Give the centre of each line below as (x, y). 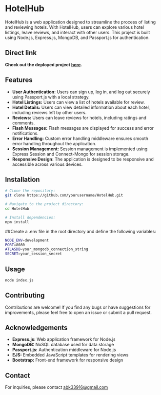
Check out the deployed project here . (44, 64)
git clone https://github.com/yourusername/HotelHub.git (64, 196)
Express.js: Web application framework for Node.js (64, 339)
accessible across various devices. (47, 164)
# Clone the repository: (30, 191)
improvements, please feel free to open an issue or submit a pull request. (79, 312)
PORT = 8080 (15, 245)
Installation (22, 179)
